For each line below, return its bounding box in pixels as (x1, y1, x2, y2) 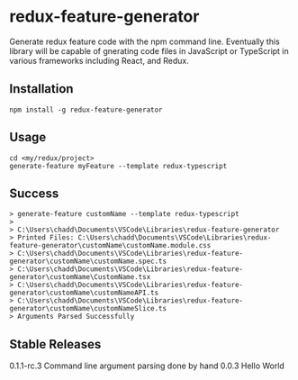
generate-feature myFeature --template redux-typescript (9, 161, 228, 170)
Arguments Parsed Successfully (17, 312, 135, 321)
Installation (9, 81, 74, 96)
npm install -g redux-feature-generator (9, 105, 164, 114)
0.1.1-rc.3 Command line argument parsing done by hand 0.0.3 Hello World (9, 360, 285, 371)
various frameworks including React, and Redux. (9, 55, 189, 66)
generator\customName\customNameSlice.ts (9, 304, 167, 313)
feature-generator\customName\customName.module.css (9, 241, 212, 250)
